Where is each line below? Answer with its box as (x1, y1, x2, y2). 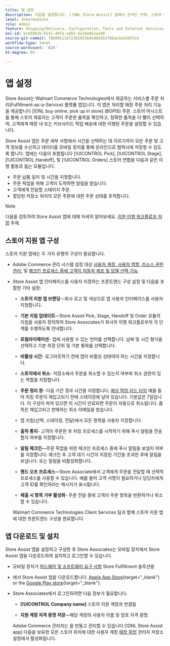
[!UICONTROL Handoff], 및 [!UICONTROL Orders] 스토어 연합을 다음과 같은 (5, 157, 158, 163)
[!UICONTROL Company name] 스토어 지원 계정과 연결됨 (20, 601, 137, 607)
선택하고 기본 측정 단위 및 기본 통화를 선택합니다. (20, 343, 116, 349)
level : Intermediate (5, 17, 49, 22)
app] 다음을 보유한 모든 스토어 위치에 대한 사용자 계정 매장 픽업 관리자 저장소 (12, 629, 164, 635)
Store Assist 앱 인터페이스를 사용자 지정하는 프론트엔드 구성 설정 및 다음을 (12, 278, 159, 284)
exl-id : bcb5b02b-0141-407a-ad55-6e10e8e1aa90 (5, 31, 105, 36)
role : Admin (5, 21, 30, 27)
